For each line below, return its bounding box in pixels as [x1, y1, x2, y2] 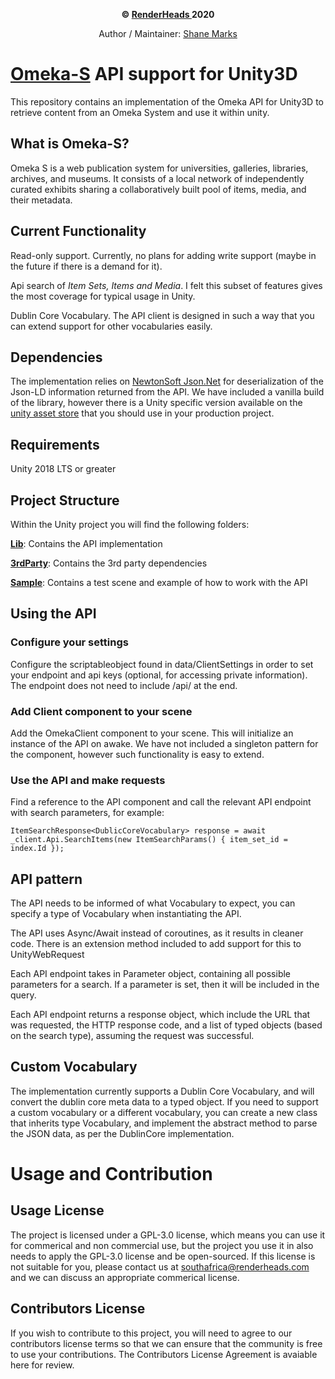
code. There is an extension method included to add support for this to [10, 938, 302, 950]
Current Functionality [10, 223, 147, 240]
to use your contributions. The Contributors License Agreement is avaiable [10, 1348, 318, 1360]
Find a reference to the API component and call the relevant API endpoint [10, 796, 312, 808]
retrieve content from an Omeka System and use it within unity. [10, 106, 270, 118]
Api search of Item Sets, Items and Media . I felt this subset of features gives [10, 279, 323, 291]
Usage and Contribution [10, 1163, 213, 1186]
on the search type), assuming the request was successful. [10, 1030, 255, 1042]
